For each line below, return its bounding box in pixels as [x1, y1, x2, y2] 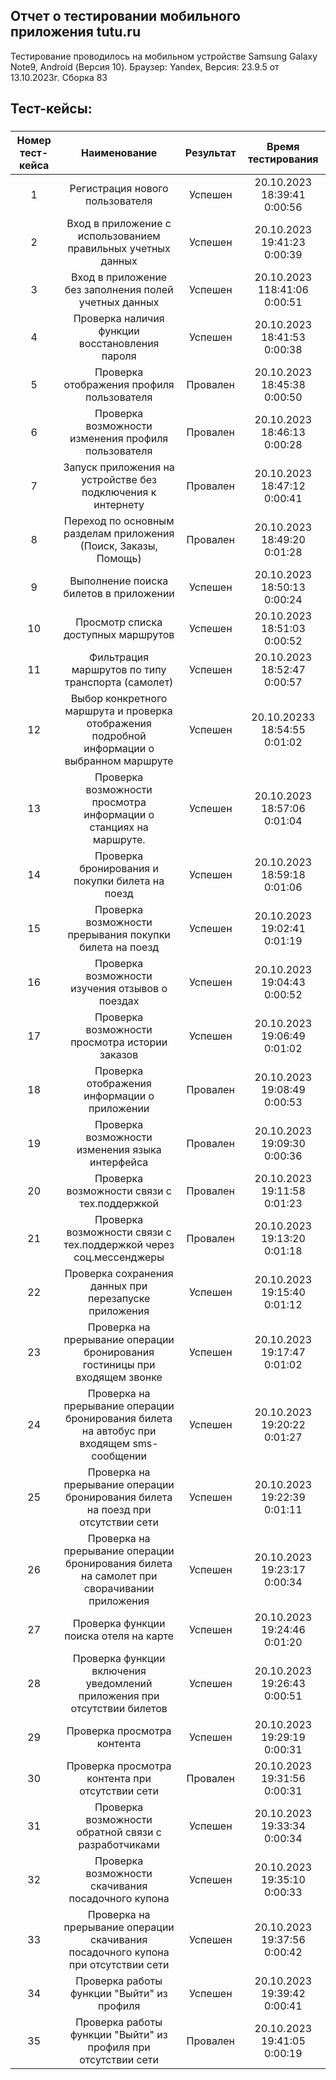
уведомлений [85, 1677, 153, 1691]
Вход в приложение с [66, 217, 172, 231]
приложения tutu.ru [10, 24, 141, 41]
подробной [91, 729, 147, 743]
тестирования [248, 152, 319, 166]
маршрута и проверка [64, 704, 173, 718]
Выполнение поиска [69, 574, 169, 588]
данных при [90, 1279, 148, 1293]
